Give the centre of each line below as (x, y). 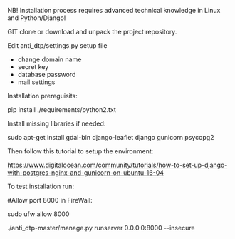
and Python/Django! (37, 18)
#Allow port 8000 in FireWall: (50, 200)
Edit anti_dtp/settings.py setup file (57, 45)
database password (47, 75)
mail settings (36, 82)
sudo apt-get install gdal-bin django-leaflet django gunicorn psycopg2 (111, 137)
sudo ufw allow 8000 (38, 214)
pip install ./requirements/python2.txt (62, 110)
